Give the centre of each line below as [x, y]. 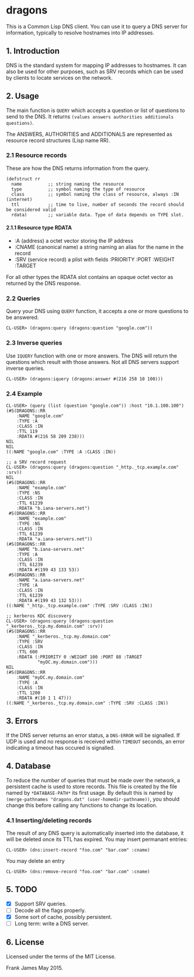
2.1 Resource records [37, 155]
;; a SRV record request [36, 462]
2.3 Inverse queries [34, 343]
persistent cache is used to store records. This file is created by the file [92, 787]
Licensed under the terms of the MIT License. [61, 956]
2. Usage [22, 96]
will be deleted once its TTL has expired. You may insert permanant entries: [97, 839]
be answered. [22, 318]
